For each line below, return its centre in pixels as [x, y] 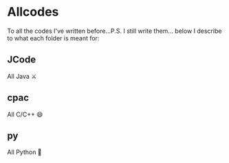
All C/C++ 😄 [25, 114]
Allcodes [33, 12]
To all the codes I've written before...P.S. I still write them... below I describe [115, 31]
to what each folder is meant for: [53, 38]
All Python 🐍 [25, 152]
